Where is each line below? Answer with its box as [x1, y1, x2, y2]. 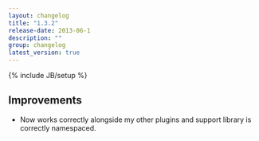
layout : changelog [8, 11, 69, 20]
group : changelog [8, 41, 66, 49]
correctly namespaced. [19, 123, 97, 132]
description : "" [8, 33, 62, 42]
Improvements [8, 93, 82, 108]
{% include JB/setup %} [8, 71, 88, 80]
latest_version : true [8, 49, 80, 57]
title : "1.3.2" [8, 19, 59, 27]
